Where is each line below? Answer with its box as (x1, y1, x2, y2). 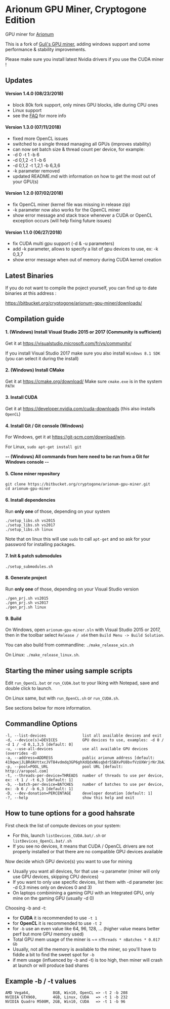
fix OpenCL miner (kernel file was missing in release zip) (12, 201, 131, 207)
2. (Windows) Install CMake (5, 367, 65, 373)
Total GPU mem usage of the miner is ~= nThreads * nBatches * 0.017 (12, 936, 160, 942)
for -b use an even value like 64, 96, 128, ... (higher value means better (12, 925, 160, 931)
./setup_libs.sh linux (5, 527, 53, 532)
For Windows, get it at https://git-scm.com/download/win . (5, 434, 126, 440)
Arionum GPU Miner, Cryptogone (5, 4, 147, 15)
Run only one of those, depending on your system (5, 508, 110, 514)
